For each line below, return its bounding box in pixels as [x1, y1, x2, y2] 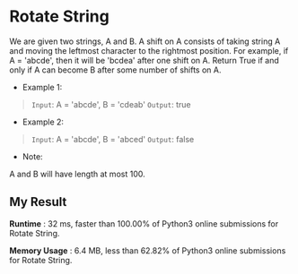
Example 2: [22, 116, 65, 127]
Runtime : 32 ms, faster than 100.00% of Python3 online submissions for [9, 218, 279, 229]
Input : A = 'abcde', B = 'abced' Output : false [31, 133, 195, 144]
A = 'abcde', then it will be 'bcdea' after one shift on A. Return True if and [9, 55, 280, 65]
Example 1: [22, 81, 63, 92]
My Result [9, 194, 67, 210]
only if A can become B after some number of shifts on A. [9, 64, 222, 75]
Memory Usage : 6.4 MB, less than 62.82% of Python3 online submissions [9, 244, 286, 256]
